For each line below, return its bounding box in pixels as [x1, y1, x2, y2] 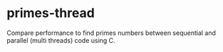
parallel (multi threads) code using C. [6, 36, 115, 44]
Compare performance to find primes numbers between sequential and [6, 28, 217, 37]
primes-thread [6, 5, 95, 21]
